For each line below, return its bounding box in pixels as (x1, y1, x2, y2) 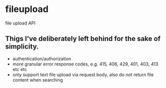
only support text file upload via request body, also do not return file (12, 71, 154, 77)
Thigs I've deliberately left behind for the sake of (5, 34, 161, 43)
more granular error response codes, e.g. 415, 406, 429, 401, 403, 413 (12, 61, 158, 67)
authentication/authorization (12, 55, 71, 61)
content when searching (12, 76, 63, 83)
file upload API (5, 20, 36, 26)
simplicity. (5, 42, 39, 51)
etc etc (12, 66, 27, 72)
